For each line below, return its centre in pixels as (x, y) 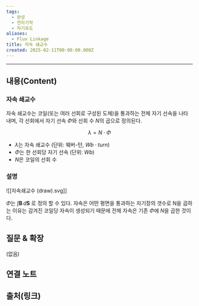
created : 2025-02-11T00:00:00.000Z (50, 50)
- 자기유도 (23, 28)
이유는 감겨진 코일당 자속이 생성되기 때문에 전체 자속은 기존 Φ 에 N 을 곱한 (96, 210)
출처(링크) (24, 296)
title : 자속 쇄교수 (27, 45)
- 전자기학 (23, 22)
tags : (13, 12)
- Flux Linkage (30, 39)
